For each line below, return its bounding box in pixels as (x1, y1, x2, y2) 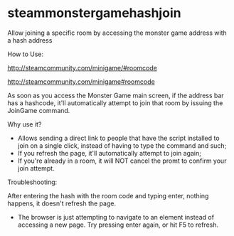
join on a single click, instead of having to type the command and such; (17, 141, 227, 150)
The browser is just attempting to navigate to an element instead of (17, 213, 215, 221)
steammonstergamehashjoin (7, 5, 181, 21)
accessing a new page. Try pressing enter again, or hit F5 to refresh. (17, 220, 219, 229)
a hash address (7, 36, 53, 44)
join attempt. (17, 163, 55, 172)
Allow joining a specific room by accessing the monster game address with (7, 28, 228, 37)
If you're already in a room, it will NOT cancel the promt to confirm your (17, 156, 227, 165)
